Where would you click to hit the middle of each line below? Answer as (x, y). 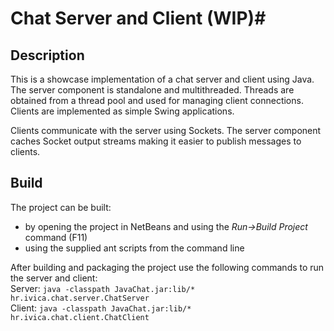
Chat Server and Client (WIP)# (138, 18)
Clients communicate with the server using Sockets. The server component (166, 130)
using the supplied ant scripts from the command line (134, 248)
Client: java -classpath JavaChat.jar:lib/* (101, 308)
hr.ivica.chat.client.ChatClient (80, 317)
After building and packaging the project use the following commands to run (167, 267)
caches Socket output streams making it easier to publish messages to (156, 141)
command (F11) (56, 237)
